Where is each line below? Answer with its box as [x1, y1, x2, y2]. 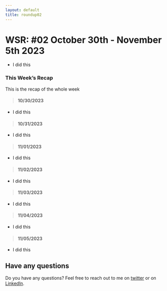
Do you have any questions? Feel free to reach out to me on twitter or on [5, 275, 156, 281]
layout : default [5, 7, 39, 13]
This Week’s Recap [5, 74, 53, 81]
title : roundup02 [5, 12, 42, 17]
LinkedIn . [5, 280, 24, 286]
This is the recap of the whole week [5, 86, 80, 92]
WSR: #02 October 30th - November [5, 34, 162, 46]
